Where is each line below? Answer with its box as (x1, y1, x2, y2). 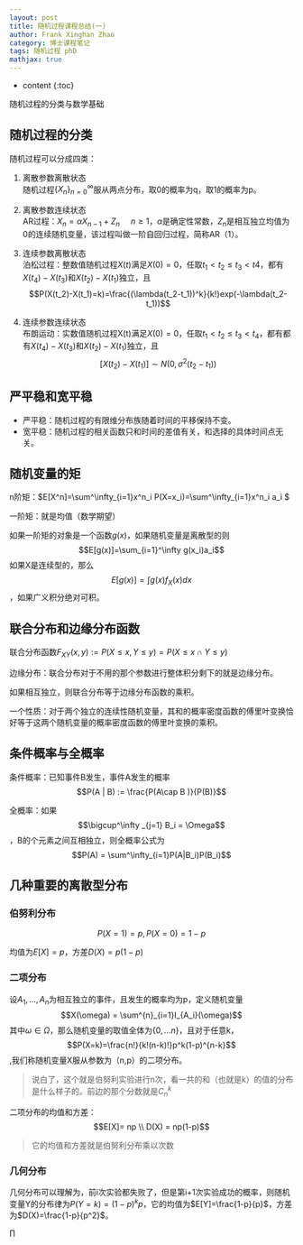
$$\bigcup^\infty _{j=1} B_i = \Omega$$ (78, 819, 225, 830)
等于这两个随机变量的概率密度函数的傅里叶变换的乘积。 (16, 716, 223, 727)
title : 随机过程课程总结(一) (9, 22, 106, 31)
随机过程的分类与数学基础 (9, 98, 105, 109)
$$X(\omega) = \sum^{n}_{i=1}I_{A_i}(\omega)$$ (60, 1010, 243, 1020)
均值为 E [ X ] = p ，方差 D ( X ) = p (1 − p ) (9, 946, 144, 957)
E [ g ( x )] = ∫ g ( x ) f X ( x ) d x (111, 575, 192, 587)
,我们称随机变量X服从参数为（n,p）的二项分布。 (9, 1055, 188, 1065)
